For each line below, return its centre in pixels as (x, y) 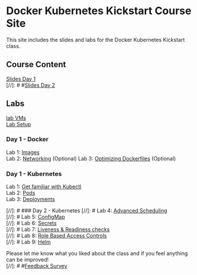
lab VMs (16, 118)
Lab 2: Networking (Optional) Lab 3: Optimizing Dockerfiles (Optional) (91, 158)
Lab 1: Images (23, 152)
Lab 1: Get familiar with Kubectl (44, 186)
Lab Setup (19, 124)
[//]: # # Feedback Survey (37, 266)
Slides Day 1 (21, 78)
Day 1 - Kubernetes (34, 173)
